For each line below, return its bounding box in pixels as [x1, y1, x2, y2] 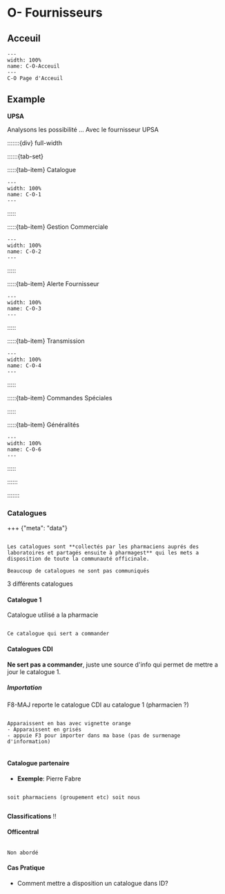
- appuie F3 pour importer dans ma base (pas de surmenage [7, 732, 181, 739]
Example [7, 93, 46, 105]
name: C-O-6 [7, 446, 41, 453]
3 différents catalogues [7, 579, 74, 588]
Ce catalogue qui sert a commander [7, 631, 110, 637]
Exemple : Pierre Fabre [17, 774, 81, 783]
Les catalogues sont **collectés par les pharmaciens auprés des [7, 543, 199, 550]
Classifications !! [7, 812, 57, 820]
